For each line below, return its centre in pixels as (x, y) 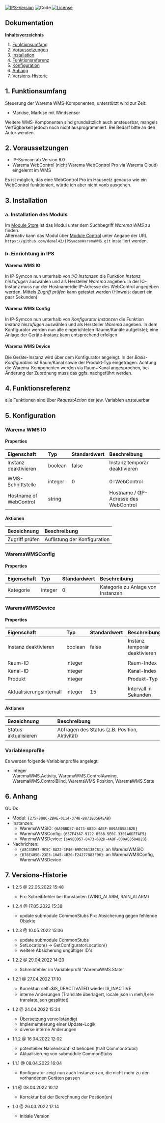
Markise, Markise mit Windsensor (46, 113)
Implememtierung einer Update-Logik (57, 1024)
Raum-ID (18, 663)
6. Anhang (21, 797)
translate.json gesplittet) (44, 1000)
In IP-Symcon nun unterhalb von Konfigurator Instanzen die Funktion (74, 319)
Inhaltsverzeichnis (25, 35)
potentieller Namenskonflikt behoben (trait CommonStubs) (79, 1048)
